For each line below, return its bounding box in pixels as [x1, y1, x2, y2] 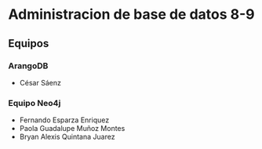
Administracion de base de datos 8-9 [8, 5, 255, 24]
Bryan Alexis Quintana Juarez [19, 132, 115, 142]
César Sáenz [19, 78, 61, 87]
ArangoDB [8, 60, 49, 71]
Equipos [8, 37, 49, 50]
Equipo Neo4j [8, 97, 61, 108]
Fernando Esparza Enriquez [19, 115, 110, 125]
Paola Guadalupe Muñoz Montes [19, 124, 126, 133]
